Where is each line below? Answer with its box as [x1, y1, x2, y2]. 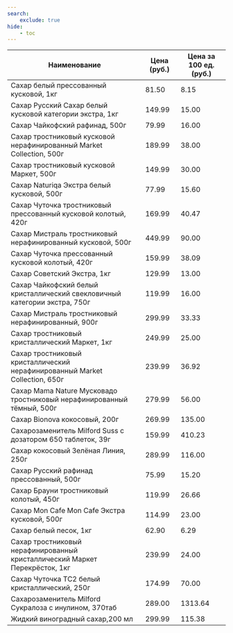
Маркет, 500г [10, 169, 57, 179]
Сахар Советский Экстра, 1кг [10, 269, 111, 278]
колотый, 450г [10, 494, 60, 504]
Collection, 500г [10, 149, 64, 159]
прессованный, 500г [10, 475, 81, 484]
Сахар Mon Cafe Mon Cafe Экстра [10, 506, 126, 516]
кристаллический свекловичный [10, 289, 121, 298]
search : [7, 10, 30, 17]
